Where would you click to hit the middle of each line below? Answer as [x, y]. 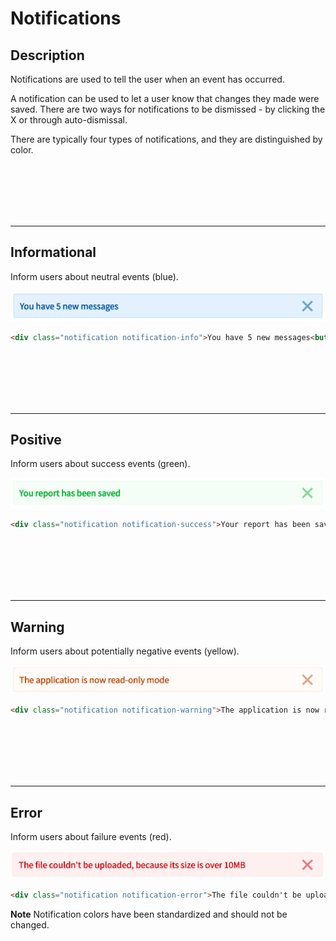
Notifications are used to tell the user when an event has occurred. [147, 79]
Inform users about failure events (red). [91, 837]
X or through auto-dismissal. [69, 120]
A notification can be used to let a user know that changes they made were [165, 98]
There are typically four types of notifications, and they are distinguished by [166, 139]
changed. [30, 925]
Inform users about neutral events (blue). [94, 276]
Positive [36, 440]
